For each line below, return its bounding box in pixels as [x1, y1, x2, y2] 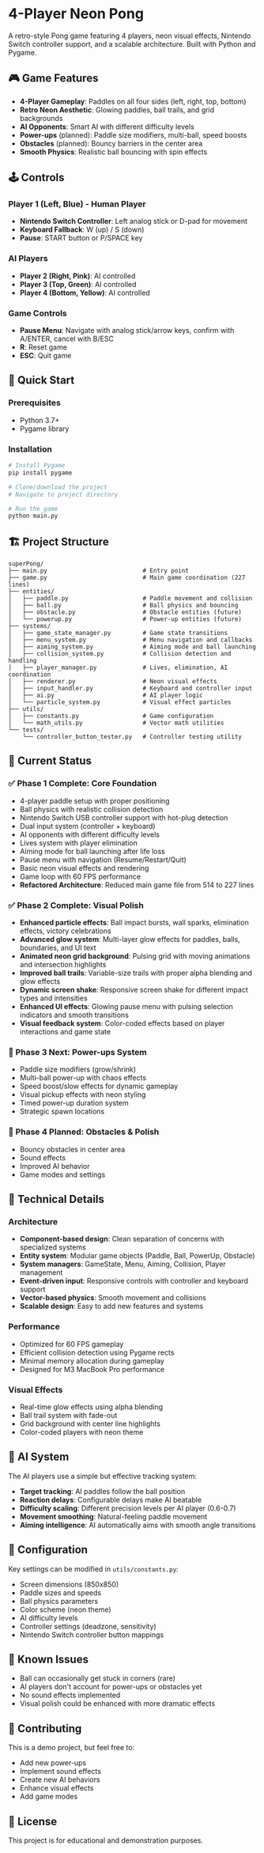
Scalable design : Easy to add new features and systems [19, 1302, 204, 1311]
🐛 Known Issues [8, 1652, 89, 1666]
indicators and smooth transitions [19, 1010, 129, 1020]
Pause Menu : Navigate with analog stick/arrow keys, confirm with [19, 326, 235, 335]
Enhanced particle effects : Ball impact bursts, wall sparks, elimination [19, 918, 249, 928]
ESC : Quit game [19, 351, 72, 361]
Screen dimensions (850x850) [19, 1579, 119, 1589]
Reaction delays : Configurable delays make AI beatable [19, 1495, 202, 1504]
